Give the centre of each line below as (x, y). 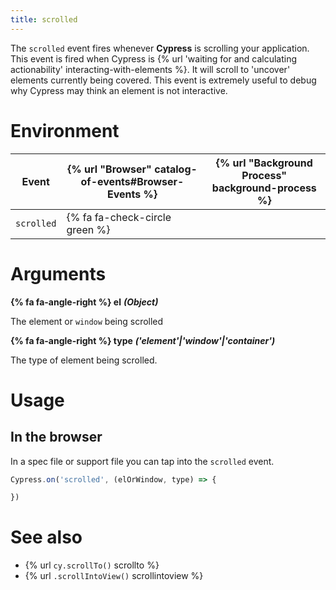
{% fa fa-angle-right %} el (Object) (84, 302)
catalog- (176, 169)
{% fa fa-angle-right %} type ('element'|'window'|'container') (143, 340)
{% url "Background (264, 163)
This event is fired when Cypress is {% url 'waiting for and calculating (154, 58)
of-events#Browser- (132, 181)
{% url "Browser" (109, 169)
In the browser (56, 437)
